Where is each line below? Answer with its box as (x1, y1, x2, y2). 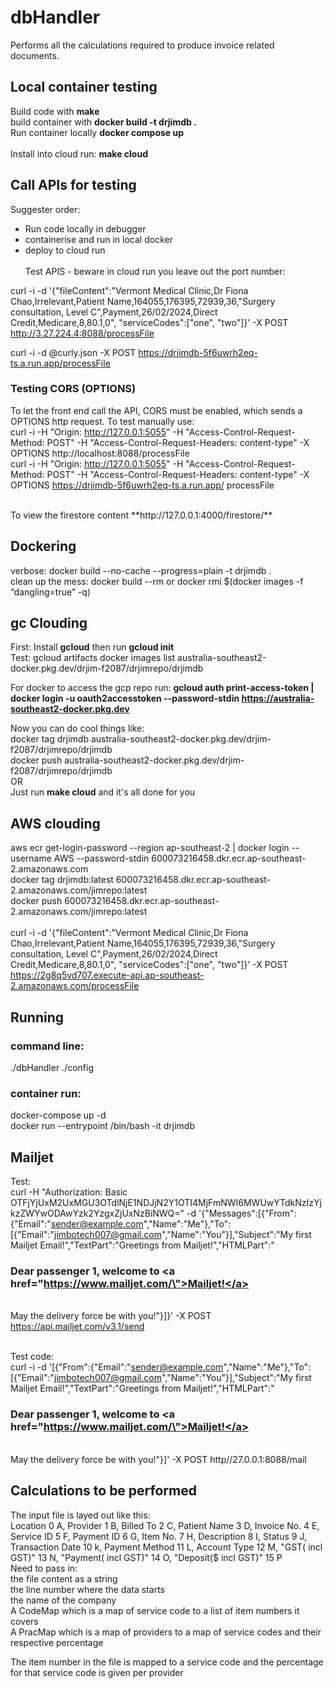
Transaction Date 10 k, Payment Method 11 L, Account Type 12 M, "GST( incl (10, 1541, 323, 1553)
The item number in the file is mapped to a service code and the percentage (10, 1656, 324, 1668)
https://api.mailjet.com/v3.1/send (10, 1321, 145, 1333)
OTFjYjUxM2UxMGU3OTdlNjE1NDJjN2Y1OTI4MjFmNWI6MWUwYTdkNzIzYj (10, 1197, 322, 1209)
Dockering (10, 538, 77, 555)
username (10, 852, 52, 865)
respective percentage (10, 1636, 104, 1648)
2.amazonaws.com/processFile (10, 980, 140, 992)
